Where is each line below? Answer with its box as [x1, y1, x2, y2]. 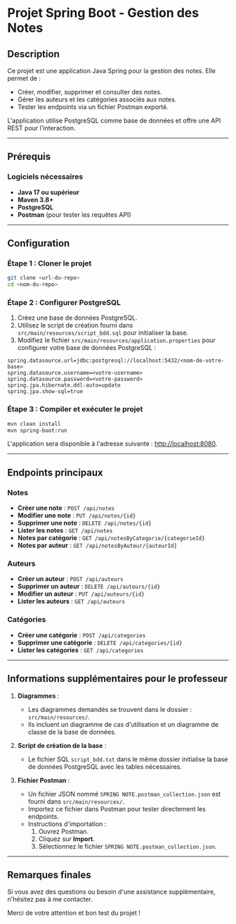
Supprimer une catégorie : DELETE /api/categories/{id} [17, 638, 183, 647]
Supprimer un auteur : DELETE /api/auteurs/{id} [17, 582, 161, 591]
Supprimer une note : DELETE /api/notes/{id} [17, 519, 152, 527]
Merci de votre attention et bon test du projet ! [7, 909, 140, 917]
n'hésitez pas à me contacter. [7, 895, 93, 904]
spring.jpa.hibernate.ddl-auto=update [7, 382, 121, 389]
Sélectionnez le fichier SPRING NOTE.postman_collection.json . [38, 842, 217, 850]
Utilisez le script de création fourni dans [17, 321, 133, 330]
